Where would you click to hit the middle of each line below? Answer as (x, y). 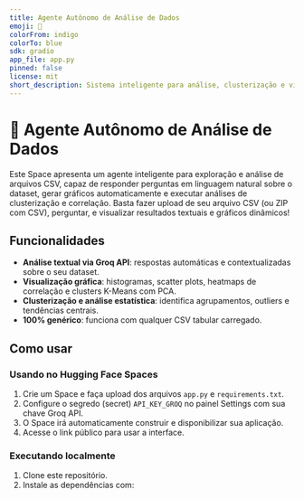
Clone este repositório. (65, 475)
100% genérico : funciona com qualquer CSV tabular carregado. (142, 320)
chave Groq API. (53, 413)
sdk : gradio (32, 52)
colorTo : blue (36, 43)
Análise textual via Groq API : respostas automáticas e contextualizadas (157, 262)
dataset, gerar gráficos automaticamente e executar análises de (128, 193)
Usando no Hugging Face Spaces (84, 374)
